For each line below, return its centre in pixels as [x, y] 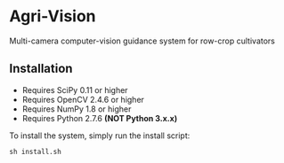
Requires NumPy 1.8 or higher [77, 109]
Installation [41, 69]
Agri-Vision [53, 16]
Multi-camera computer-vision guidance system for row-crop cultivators [142, 41]
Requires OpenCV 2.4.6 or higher [83, 99]
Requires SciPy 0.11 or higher [75, 89]
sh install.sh [36, 151]
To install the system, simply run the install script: [100, 136]
